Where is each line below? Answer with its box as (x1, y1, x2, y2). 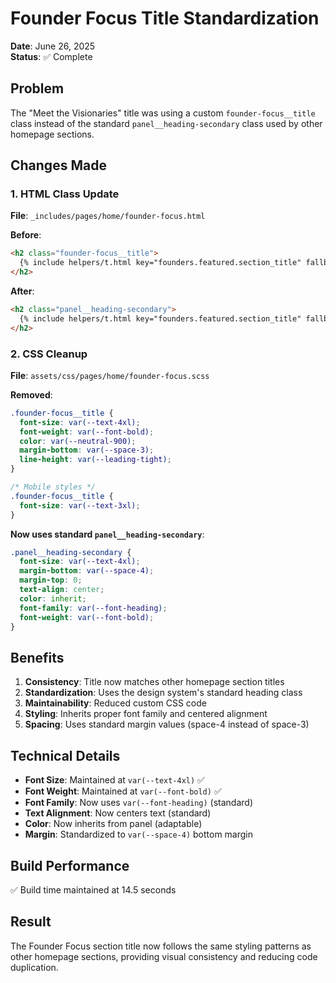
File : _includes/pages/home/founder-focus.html (10, 210, 206, 222)
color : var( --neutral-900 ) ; (19, 436, 137, 446)
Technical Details (10, 747, 121, 764)
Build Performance (10, 857, 130, 874)
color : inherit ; (19, 593, 87, 604)
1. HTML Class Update (10, 187, 120, 201)
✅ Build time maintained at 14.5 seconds (10, 883, 177, 896)
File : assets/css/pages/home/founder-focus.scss (10, 369, 210, 381)
